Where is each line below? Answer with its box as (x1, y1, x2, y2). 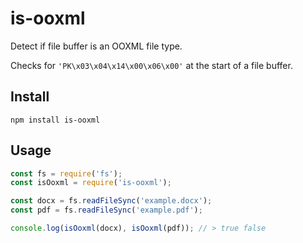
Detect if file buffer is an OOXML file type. (10, 40, 183, 52)
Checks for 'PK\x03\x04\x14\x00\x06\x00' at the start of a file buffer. (10, 59, 293, 71)
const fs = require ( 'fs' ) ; (10, 168, 123, 179)
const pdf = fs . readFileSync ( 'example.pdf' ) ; (10, 205, 203, 216)
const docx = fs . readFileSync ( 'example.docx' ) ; (10, 196, 213, 206)
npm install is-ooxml (10, 115, 101, 125)
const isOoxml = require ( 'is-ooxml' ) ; (10, 178, 172, 188)
